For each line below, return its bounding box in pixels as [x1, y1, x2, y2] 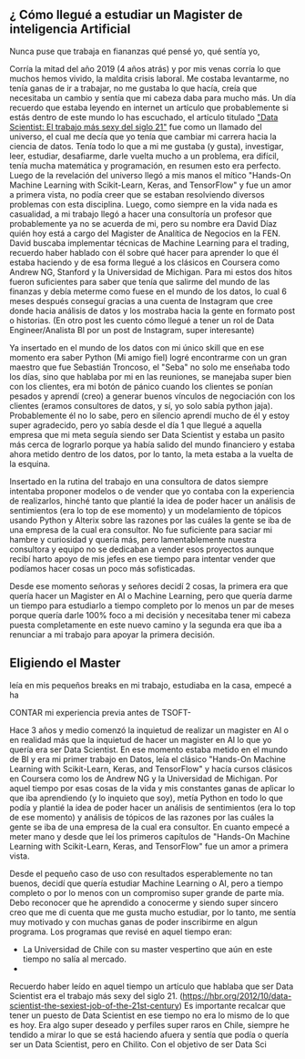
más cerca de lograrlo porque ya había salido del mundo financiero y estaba [9, 439, 296, 450]
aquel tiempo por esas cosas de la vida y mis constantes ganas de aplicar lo [9, 782, 296, 793]
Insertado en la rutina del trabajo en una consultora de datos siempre [9, 475, 269, 486]
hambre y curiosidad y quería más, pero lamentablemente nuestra [9, 534, 257, 545]
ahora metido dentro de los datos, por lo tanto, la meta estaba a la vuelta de [9, 448, 294, 459]
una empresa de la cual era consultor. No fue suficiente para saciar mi [9, 524, 273, 535]
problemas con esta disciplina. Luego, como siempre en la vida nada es [9, 199, 278, 209]
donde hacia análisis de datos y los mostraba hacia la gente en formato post [9, 305, 296, 316]
